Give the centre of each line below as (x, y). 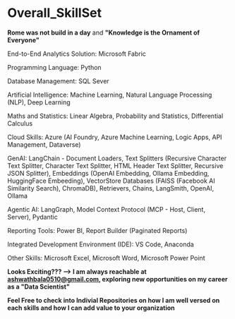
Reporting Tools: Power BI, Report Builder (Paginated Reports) (97, 230)
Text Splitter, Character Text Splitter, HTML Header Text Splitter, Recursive (115, 165)
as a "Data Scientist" (39, 287)
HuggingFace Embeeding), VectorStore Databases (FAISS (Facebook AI (111, 181)
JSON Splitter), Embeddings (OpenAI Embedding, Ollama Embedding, (108, 173)
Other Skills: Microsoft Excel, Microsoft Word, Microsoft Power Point (106, 258)
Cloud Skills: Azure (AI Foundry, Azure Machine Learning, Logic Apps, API (115, 137)
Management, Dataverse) (44, 144)
